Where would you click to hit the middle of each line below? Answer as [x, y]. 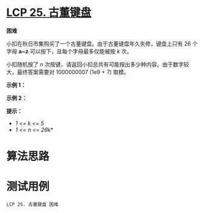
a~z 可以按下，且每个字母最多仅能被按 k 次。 [75, 51]
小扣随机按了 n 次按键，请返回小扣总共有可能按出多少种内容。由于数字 [95, 64]
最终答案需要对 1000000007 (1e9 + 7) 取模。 [73, 72]
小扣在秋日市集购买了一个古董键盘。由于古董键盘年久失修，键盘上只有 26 [99, 43]
